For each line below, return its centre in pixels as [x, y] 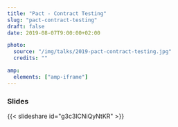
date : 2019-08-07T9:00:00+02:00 [54, 33]
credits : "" [31, 58]
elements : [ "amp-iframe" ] [51, 77]
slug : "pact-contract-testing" [52, 20]
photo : [17, 46]
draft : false [26, 26]
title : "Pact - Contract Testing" [57, 13]
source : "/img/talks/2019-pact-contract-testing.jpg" [92, 52]
